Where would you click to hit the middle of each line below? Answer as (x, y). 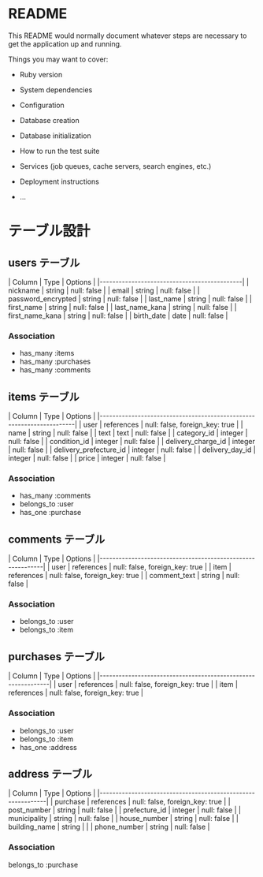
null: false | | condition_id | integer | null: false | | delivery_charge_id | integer (132, 442)
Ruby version (41, 74)
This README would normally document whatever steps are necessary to (128, 35)
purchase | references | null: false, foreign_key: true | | (143, 802)
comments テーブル (57, 539)
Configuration (42, 105)
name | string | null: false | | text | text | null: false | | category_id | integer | (128, 433)
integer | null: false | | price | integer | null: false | (87, 458)
